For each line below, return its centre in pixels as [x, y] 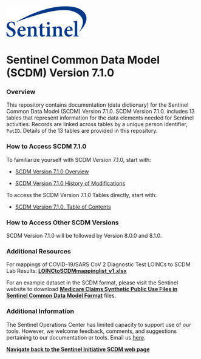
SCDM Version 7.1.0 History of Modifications [70, 183]
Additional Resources [39, 251]
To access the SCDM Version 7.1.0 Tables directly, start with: [82, 195]
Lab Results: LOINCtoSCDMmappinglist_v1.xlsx [66, 271]
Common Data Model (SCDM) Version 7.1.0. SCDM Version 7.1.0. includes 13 [101, 112]
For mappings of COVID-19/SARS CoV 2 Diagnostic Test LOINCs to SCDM [98, 264]
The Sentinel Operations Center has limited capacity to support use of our [99, 324]
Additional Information [40, 311]
